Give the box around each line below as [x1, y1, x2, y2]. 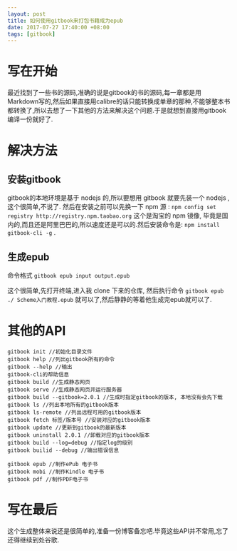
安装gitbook [7, 173, 61, 186]
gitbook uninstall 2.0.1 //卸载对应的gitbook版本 [7, 431, 150, 439]
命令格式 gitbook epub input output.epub [7, 271, 130, 279]
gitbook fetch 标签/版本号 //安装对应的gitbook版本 [7, 416, 151, 423]
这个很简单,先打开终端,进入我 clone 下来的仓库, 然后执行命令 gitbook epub [7, 286, 224, 295]
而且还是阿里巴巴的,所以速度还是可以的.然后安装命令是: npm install [21, 221, 220, 229]
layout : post [7, 10, 46, 18]
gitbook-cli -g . [7, 228, 56, 237]
